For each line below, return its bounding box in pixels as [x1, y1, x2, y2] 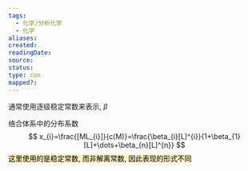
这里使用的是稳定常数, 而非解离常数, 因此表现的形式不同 [8, 153, 192, 163]
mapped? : [8, 78, 38, 86]
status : [8, 64, 34, 72]
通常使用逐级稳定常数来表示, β [8, 101, 108, 111]
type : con [8, 71, 42, 79]
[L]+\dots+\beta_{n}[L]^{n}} [83, 140, 174, 149]
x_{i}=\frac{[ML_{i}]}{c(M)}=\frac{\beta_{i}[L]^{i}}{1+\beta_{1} [38, 131, 242, 141]
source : [8, 57, 34, 65]
